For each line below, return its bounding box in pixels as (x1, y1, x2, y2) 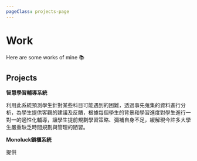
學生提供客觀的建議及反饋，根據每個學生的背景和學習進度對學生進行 (21, 109, 186, 116)
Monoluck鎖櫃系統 (6, 136, 52, 143)
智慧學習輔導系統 (6, 89, 47, 96)
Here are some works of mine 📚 (6, 53, 85, 61)
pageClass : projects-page (6, 8, 69, 15)
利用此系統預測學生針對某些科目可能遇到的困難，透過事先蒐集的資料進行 (6, 102, 181, 109)
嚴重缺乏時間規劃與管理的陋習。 (11, 124, 89, 131)
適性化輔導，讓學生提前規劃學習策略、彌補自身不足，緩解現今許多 (21, 116, 181, 123)
